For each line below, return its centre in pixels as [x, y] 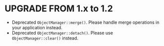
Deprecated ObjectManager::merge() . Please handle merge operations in [85, 22]
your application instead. [37, 27]
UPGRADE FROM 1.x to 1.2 [59, 9]
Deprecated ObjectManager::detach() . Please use [62, 33]
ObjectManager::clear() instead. [45, 38]
